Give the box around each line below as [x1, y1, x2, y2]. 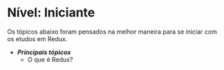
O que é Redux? [27, 55, 73, 63]
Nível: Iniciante [7, 5, 95, 21]
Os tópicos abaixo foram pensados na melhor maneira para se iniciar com [7, 27, 218, 36]
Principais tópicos [17, 48, 71, 56]
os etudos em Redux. [7, 34, 68, 43]
